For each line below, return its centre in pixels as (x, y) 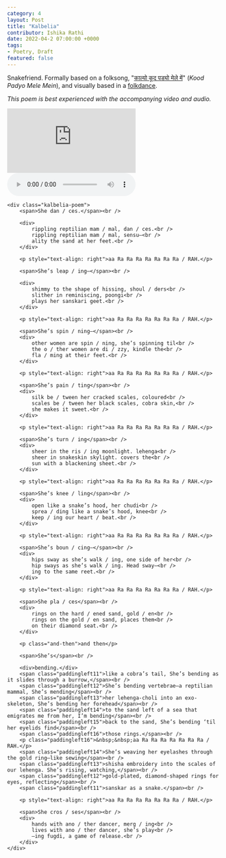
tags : (15, 45)
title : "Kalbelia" (33, 26)
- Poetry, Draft (30, 52)
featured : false (30, 58)
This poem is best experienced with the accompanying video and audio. (109, 99)
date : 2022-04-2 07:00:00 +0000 (53, 39)
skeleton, (21, 704)
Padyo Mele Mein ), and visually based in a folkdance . (82, 85)
